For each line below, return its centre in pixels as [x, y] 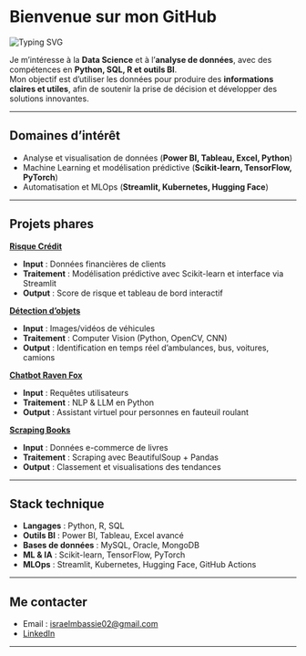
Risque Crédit [36, 246]
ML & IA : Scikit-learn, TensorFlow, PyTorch [104, 555]
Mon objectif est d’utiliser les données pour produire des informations [142, 78]
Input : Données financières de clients [94, 264]
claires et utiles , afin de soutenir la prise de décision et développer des [143, 89]
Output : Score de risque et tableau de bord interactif [122, 293]
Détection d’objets [45, 310]
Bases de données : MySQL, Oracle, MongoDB [111, 546]
